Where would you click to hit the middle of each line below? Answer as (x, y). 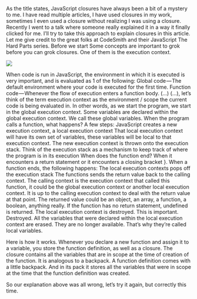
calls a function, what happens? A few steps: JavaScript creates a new (92, 125)
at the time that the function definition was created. (68, 273)
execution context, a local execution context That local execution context (95, 131)
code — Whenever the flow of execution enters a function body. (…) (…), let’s (99, 93)
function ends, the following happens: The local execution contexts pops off (98, 168)
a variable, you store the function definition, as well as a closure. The (89, 248)
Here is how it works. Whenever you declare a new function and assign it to (98, 242)
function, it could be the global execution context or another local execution (98, 187)
